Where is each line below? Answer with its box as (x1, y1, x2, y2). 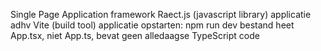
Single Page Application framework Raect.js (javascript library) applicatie (10, 9, 312, 20)
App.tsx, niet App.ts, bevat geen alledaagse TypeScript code (10, 30, 260, 41)
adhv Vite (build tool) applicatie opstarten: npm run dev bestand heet (10, 19, 295, 31)
